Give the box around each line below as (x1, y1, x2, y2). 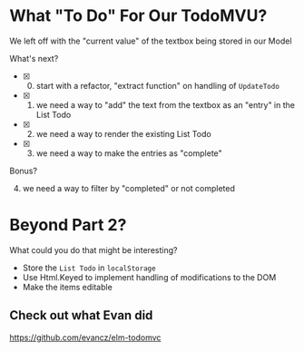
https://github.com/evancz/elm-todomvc (9, 332, 162, 343)
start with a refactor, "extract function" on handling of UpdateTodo (35, 80, 279, 91)
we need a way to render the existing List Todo (35, 128, 211, 139)
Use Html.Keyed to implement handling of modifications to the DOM (22, 271, 277, 282)
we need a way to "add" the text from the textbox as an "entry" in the (35, 99, 295, 110)
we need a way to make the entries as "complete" (35, 147, 222, 159)
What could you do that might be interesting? (9, 244, 178, 255)
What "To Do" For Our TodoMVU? (9, 5, 268, 26)
